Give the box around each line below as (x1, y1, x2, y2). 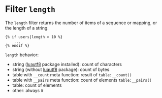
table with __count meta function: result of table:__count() (12, 71, 132, 77)
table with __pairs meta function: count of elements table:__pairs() (12, 77, 152, 83)
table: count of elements (12, 82, 62, 88)
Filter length (5, 3, 56, 15)
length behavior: (5, 52, 39, 58)
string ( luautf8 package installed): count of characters (12, 61, 122, 67)
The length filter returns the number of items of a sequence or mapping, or (5, 20, 158, 26)
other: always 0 (12, 87, 43, 93)
